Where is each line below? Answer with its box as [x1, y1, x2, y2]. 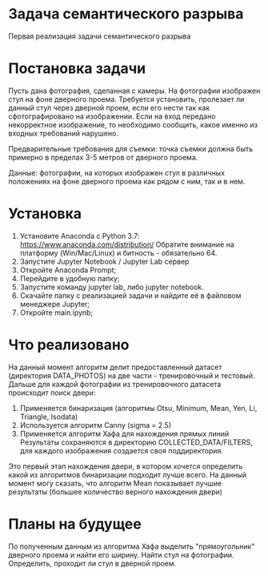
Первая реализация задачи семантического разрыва [8, 31, 191, 41]
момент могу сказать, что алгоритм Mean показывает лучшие [8, 478, 222, 488]
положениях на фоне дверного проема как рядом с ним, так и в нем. [8, 176, 246, 186]
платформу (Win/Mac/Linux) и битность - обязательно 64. [19, 248, 218, 257]
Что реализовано [8, 336, 130, 353]
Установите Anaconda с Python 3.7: [19, 231, 140, 240]
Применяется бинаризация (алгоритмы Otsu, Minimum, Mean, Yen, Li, [19, 403, 258, 413]
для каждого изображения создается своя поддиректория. [19, 445, 224, 455]
